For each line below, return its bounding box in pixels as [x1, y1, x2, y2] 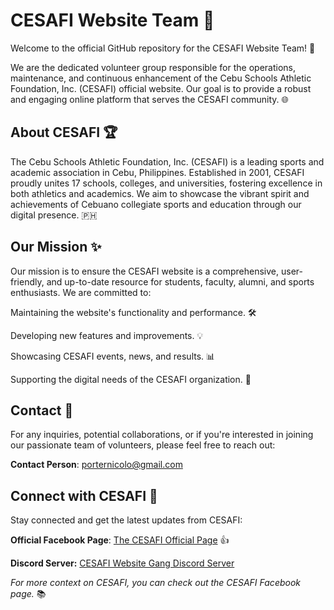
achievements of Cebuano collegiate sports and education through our [10, 198, 302, 210]
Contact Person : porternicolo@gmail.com [10, 459, 183, 471]
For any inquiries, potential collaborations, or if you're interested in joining [10, 429, 314, 441]
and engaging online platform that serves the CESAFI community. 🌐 [10, 93, 289, 105]
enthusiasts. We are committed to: [10, 286, 152, 298]
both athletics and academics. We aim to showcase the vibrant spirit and [10, 187, 310, 199]
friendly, [10, 275, 45, 288]
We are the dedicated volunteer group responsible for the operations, [10, 61, 296, 73]
